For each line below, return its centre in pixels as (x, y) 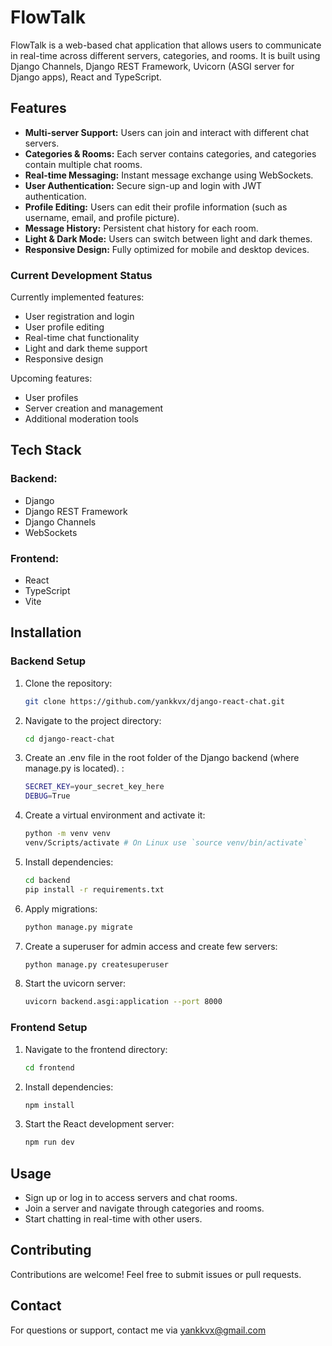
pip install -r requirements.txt (94, 889)
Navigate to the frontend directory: (96, 1049)
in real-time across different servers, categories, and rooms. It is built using (165, 55)
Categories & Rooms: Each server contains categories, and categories (170, 153)
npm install (49, 1105)
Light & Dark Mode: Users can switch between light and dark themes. (168, 238)
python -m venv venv (67, 834)
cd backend (47, 880)
